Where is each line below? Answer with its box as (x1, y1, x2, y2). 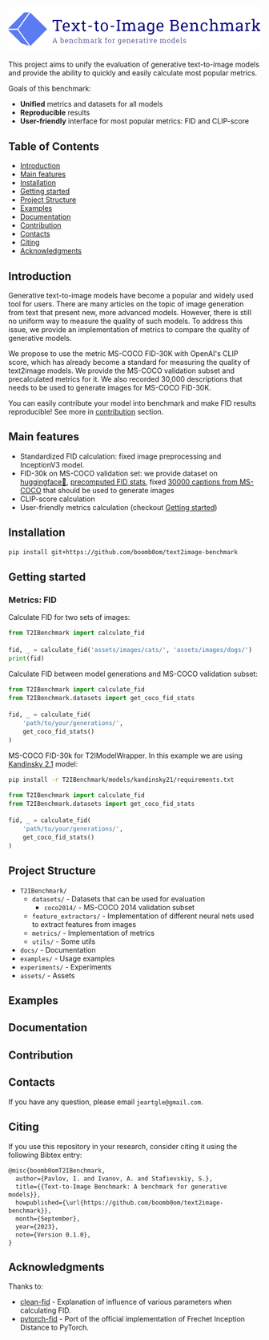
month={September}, (15, 1214, 81, 1223)
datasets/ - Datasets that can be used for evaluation (31, 893, 206, 904)
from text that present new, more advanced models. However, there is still (8, 308, 252, 318)
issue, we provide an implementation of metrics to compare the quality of (8, 325, 250, 334)
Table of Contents (8, 140, 100, 153)
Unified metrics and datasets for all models (19, 99, 163, 109)
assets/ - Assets (19, 970, 75, 980)
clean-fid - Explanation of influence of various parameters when (19, 1297, 232, 1307)
